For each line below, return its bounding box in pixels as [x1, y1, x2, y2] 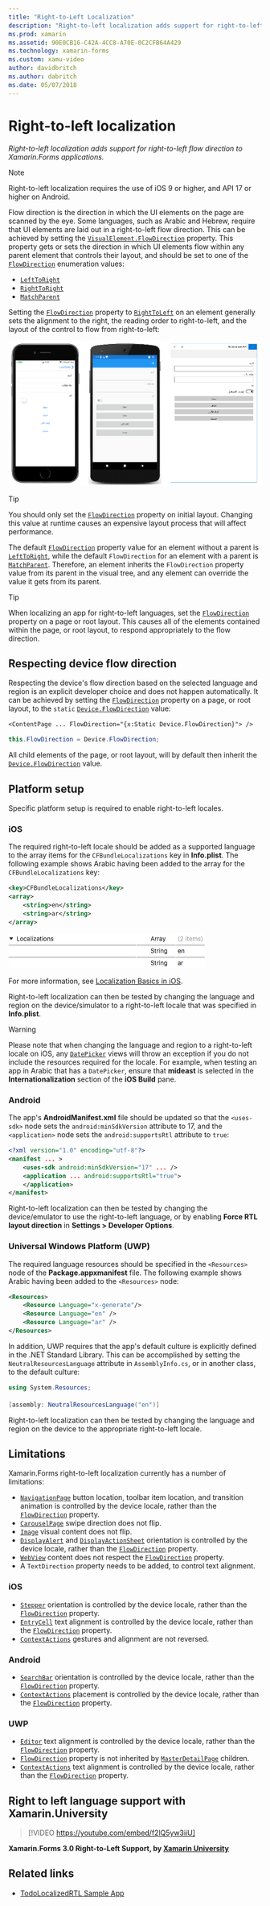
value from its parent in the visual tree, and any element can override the [8, 568, 249, 578]
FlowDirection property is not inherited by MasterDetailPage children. [19, 1754, 250, 1763]
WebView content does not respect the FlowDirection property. [19, 1552, 225, 1563]
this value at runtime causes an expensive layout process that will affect [8, 518, 247, 528]
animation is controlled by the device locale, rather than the [19, 1501, 217, 1511]
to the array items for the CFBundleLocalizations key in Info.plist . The [8, 850, 239, 860]
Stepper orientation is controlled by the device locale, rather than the [19, 1600, 247, 1609]
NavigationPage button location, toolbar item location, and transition [19, 1493, 243, 1502]
